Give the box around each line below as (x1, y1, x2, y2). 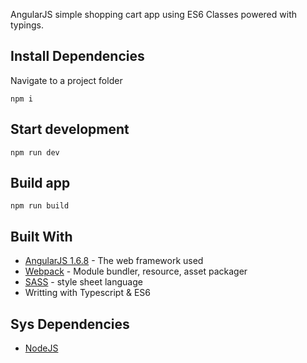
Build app (10, 175, 71, 192)
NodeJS (24, 342, 59, 354)
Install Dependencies (10, 48, 145, 65)
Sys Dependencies (10, 315, 130, 333)
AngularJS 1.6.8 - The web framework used (24, 255, 204, 267)
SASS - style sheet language (24, 276, 143, 288)
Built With (10, 228, 73, 245)
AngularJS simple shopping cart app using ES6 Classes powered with (10, 9, 297, 20)
